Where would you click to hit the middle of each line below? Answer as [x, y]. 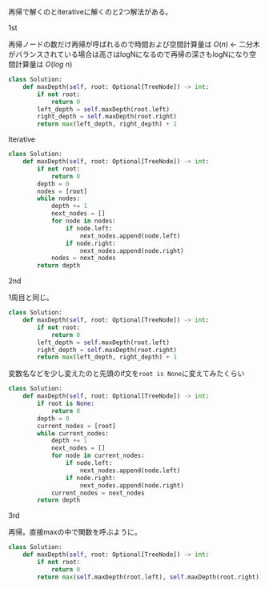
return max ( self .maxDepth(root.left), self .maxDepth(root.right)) [150, 577]
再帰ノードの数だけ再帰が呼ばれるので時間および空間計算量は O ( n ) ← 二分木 [134, 44]
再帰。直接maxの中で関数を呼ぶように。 [75, 532]
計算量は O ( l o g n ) [44, 64]
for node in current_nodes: [98, 456]
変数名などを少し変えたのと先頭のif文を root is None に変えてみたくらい [126, 374]
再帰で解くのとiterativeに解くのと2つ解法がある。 [90, 12]
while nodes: [59, 198]
